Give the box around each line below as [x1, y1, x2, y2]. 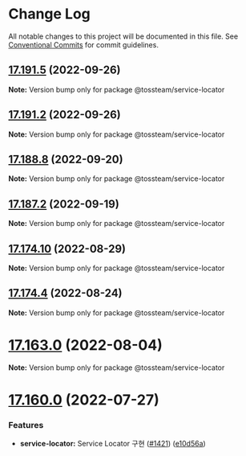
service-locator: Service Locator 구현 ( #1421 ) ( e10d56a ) [19, 439, 206, 449]
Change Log [8, 5, 91, 23]
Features [8, 419, 44, 430]
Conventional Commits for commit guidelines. [8, 39, 159, 49]
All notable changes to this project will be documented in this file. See [8, 31, 239, 41]
